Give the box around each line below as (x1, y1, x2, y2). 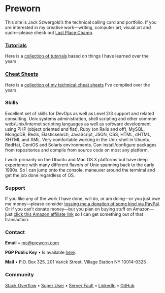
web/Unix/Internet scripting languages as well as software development (5, 121, 151, 127)
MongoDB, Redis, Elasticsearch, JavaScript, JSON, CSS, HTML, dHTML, (5, 131, 152, 137)
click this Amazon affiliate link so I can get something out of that (13, 211, 144, 217)
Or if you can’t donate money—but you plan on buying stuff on (5, 206, 132, 212)
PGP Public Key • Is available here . (5, 249, 76, 256)
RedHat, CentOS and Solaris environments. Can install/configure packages (5, 142, 157, 147)
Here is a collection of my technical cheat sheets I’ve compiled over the (5, 82, 150, 88)
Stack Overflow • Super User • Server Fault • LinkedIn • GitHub (5, 282, 134, 288)
